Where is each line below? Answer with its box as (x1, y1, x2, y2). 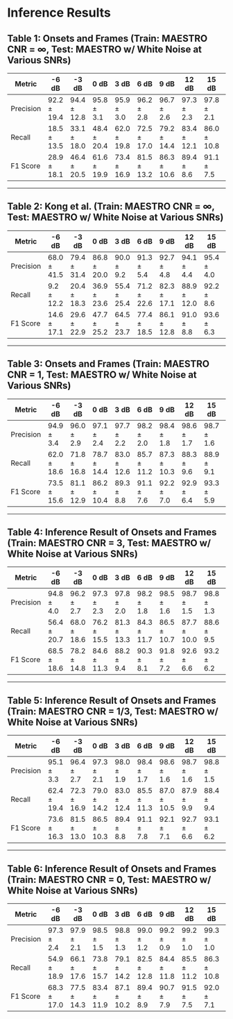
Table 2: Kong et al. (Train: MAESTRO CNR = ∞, (7, 201, 215, 212)
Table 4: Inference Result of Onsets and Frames (7, 526, 217, 539)
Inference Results (7, 5, 111, 21)
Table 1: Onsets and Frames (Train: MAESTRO (7, 33, 208, 44)
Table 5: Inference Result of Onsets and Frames (7, 694, 216, 706)
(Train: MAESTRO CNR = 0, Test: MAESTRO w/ (7, 873, 212, 886)
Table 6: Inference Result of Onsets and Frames (7, 863, 217, 875)
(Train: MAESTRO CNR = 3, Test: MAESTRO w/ (7, 537, 212, 549)
